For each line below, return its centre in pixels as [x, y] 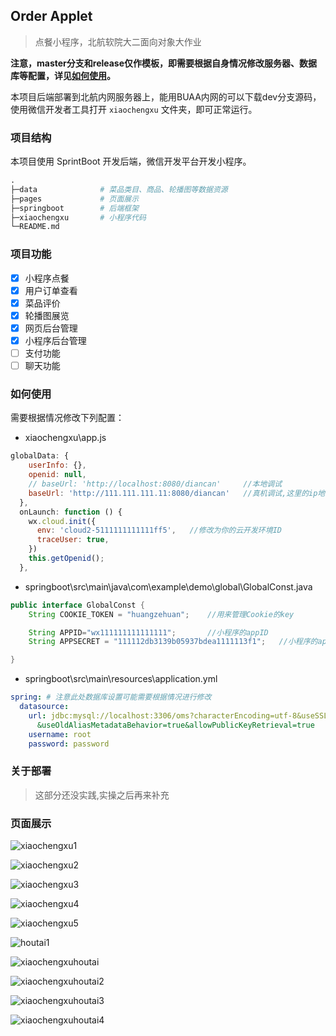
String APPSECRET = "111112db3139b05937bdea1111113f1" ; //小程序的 [173, 642]
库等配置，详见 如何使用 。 [63, 75]
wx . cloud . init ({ [62, 521]
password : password [69, 744]
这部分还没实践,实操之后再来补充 [102, 795]
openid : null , [57, 475]
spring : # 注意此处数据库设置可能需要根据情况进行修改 [111, 697]
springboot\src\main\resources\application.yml [121, 679]
